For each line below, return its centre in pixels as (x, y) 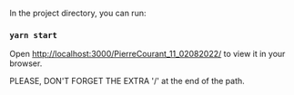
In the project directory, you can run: (78, 13)
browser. (26, 63)
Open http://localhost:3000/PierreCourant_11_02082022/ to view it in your (147, 54)
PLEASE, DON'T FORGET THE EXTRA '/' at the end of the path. (127, 81)
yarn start (33, 35)
